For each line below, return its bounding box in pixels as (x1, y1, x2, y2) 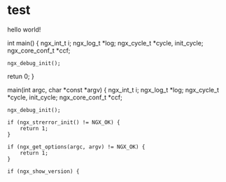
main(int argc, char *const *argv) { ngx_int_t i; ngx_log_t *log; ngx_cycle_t (7, 85, 219, 94)
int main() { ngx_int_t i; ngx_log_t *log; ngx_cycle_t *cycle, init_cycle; (7, 38, 204, 47)
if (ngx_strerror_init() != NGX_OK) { (7, 118, 120, 126)
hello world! (7, 25, 41, 34)
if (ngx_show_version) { (7, 167, 80, 175)
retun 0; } (7, 72, 35, 80)
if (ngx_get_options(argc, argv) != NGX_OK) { (7, 143, 146, 150)
